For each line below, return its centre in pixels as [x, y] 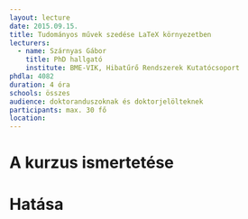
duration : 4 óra [40, 85]
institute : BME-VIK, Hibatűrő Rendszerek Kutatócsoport [133, 68]
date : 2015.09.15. [44, 26]
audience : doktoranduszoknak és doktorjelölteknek [106, 101]
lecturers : [30, 43]
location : [28, 118]
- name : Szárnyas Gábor [62, 51]
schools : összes [40, 93]
